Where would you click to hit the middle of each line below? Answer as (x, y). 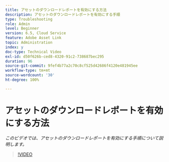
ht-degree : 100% (22, 80)
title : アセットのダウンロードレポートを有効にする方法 (56, 10)
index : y (14, 47)
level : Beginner (22, 29)
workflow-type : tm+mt (28, 71)
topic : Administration (29, 43)
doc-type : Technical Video (33, 52)
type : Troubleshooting (29, 19)
